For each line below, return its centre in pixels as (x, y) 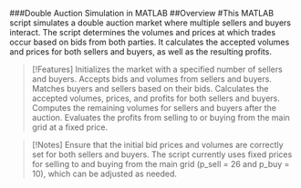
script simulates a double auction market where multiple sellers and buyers (150, 23)
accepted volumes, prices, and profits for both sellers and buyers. (156, 98)
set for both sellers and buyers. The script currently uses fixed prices (162, 154)
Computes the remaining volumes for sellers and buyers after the (154, 108)
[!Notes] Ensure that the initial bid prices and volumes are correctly (158, 145)
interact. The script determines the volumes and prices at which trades (143, 32)
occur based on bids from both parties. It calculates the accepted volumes (150, 42)
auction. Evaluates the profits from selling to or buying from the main (161, 118)
